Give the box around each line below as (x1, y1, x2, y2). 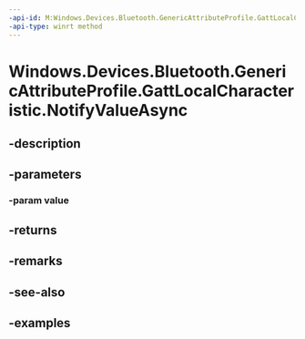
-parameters (8, 167, 82, 182)
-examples (8, 315, 71, 331)
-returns (8, 222, 57, 238)
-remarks (8, 253, 63, 269)
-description (8, 136, 81, 151)
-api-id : (8, 13, 42, 23)
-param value (8, 194, 69, 207)
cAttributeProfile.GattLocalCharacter (8, 80, 295, 101)
